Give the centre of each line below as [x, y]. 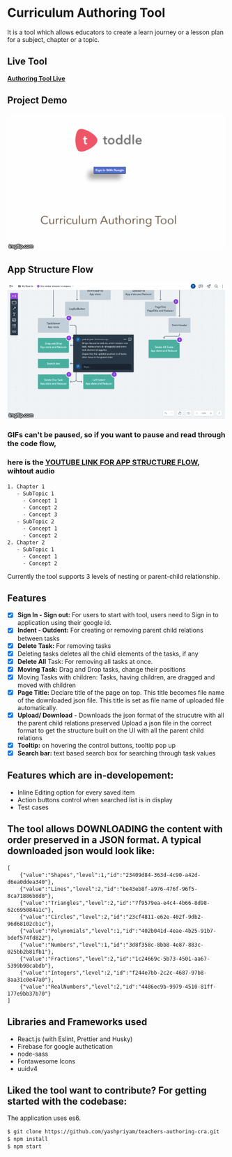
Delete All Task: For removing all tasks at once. [85, 661]
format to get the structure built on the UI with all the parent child [110, 730]
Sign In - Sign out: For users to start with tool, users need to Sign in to [118, 615]
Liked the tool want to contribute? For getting [107, 1090]
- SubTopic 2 [35, 522]
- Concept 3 [40, 515]
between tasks [39, 638]
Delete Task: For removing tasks [64, 646]
